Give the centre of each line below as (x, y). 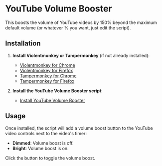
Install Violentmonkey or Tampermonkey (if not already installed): (81, 55)
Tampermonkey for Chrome (48, 76)
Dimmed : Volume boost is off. (43, 143)
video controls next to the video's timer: (46, 133)
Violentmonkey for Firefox (46, 70)
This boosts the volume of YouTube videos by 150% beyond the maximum (81, 22)
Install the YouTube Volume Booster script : (58, 91)
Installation (23, 44)
